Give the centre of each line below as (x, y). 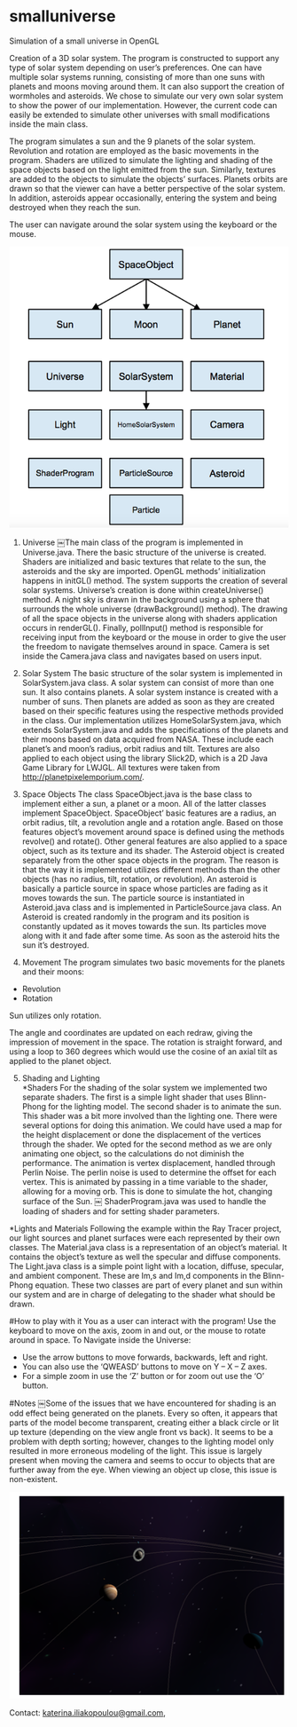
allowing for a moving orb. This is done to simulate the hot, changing (147, 1192)
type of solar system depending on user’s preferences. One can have (136, 67)
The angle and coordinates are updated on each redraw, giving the (131, 1033)
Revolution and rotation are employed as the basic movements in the (134, 150)
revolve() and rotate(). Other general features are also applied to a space (155, 841)
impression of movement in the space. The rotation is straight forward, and (146, 1042)
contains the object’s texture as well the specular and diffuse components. (145, 1257)
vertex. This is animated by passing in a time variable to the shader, (145, 1182)
